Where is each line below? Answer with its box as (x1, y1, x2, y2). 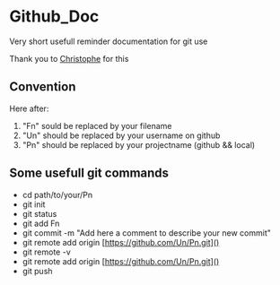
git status (22, 208, 57, 219)
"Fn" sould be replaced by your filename (22, 120, 172, 131)
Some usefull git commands (9, 166, 169, 181)
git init (22, 199, 46, 210)
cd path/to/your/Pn (22, 189, 92, 200)
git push (22, 265, 53, 276)
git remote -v (22, 246, 71, 257)
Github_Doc (9, 6, 100, 27)
